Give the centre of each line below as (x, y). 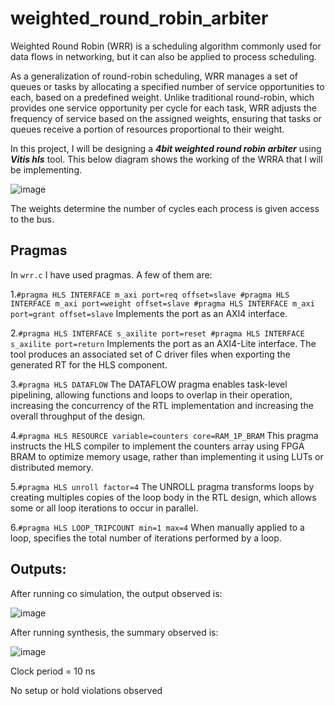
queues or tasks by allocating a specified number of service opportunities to (167, 86)
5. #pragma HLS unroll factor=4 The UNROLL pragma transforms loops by (162, 486)
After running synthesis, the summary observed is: (114, 632)
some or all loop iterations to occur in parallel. (104, 508)
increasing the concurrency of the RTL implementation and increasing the (162, 405)
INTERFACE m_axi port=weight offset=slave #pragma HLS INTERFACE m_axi (162, 303)
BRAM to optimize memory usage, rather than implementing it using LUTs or (167, 456)
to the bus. (32, 219)
